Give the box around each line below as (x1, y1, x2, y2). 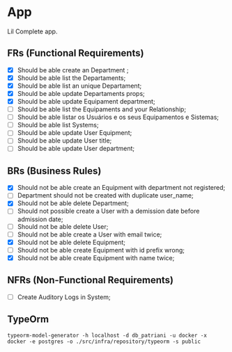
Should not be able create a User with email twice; (17, 230, 162, 239)
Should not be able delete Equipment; (17, 238, 125, 246)
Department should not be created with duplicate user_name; (17, 191, 194, 200)
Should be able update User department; (17, 144, 135, 153)
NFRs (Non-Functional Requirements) (7, 274, 174, 286)
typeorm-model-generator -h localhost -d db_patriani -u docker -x (7, 332, 208, 339)
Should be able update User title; (17, 136, 112, 145)
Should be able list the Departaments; (17, 74, 126, 82)
